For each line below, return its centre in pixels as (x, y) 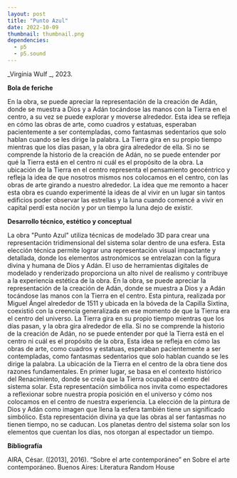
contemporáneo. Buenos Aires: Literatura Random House (91, 467)
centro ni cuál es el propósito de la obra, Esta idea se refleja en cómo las (114, 341)
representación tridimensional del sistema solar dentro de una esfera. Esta (116, 242)
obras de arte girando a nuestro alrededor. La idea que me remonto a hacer (118, 185)
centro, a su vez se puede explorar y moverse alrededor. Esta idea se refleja (119, 116)
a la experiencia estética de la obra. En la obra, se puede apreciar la (107, 280)
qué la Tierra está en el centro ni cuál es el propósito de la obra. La (105, 162)
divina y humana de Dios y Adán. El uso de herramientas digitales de (108, 265)
